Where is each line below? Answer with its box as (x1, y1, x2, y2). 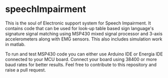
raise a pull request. (5, 66, 46, 73)
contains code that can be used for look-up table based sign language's (5, 25, 154, 31)
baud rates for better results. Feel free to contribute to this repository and (5, 61, 157, 67)
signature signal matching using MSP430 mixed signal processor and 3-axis (5, 30, 163, 36)
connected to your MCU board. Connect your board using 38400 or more (5, 56, 157, 62)
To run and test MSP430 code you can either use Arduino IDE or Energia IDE (5, 51, 163, 57)
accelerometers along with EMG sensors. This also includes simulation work (5, 36, 162, 42)
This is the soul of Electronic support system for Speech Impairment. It (5, 20, 151, 26)
